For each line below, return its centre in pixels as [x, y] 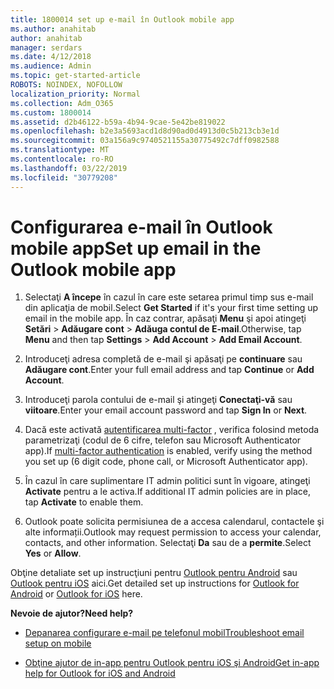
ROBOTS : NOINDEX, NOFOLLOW [66, 85]
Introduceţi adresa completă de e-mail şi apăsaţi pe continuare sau [163, 359]
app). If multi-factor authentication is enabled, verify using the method [168, 451]
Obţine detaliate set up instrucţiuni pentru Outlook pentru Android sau [154, 573]
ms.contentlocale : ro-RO [62, 159]
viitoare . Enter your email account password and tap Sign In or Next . [166, 410]
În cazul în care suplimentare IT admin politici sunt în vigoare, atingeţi [167, 481]
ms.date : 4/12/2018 [51, 57]
